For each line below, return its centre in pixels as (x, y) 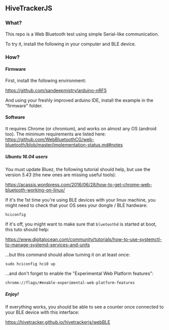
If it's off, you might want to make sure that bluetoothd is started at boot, (81, 224)
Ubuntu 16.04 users (27, 156)
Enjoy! (12, 294)
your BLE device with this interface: (42, 312)
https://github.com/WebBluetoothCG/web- (50, 140)
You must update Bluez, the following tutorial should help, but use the (78, 169)
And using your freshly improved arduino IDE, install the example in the (79, 100)
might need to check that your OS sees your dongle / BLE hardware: (76, 205)
